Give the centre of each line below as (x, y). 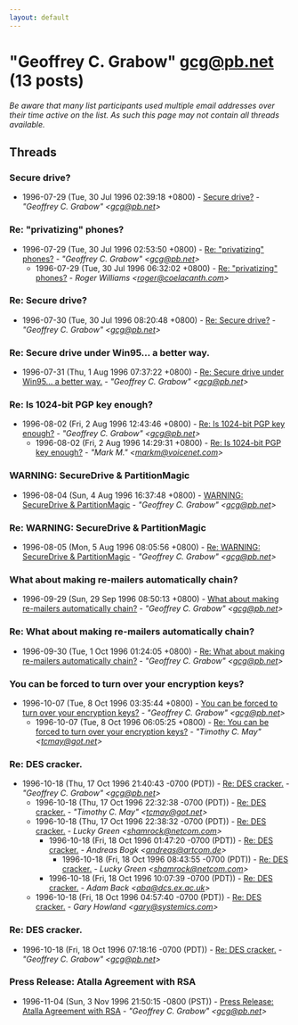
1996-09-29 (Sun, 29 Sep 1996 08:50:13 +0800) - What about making (150, 599)
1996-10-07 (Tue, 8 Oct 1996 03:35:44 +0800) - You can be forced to (150, 703)
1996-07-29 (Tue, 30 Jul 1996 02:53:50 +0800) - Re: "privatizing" (143, 249)
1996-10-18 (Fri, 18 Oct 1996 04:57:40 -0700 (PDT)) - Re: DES (149, 897)
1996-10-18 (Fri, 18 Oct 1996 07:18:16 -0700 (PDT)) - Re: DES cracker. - (152, 949)
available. (28, 124)
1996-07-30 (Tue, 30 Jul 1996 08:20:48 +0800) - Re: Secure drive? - (149, 320)
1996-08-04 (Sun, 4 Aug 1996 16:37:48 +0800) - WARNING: (133, 495)
